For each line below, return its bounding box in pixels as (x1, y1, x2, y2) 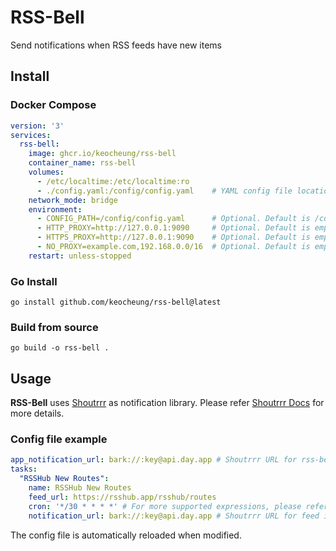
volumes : (28, 167, 65, 177)
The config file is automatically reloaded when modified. (10, 529, 242, 541)
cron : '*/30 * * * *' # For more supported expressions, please (28, 501, 302, 511)
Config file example (10, 432, 108, 446)
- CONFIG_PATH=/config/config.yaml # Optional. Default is (36, 214, 311, 224)
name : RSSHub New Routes (28, 483, 132, 493)
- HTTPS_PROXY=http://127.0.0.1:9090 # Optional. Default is (36, 232, 311, 243)
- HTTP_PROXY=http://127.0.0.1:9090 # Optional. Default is (36, 223, 311, 233)
